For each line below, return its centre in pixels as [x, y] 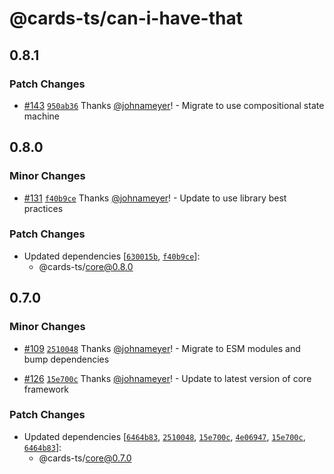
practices [43, 208]
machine [42, 116]
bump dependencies [66, 359]
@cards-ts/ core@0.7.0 [85, 458]
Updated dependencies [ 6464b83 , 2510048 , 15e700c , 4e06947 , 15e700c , [164, 436]
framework [46, 389]
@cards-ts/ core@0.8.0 [86, 266]
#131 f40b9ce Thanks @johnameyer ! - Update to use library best [155, 198]
